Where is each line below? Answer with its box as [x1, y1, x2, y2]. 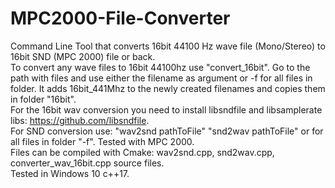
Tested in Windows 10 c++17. [10, 167, 130, 179]
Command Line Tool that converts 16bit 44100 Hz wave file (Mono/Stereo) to [10, 40, 326, 52]
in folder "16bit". [10, 93, 77, 105]
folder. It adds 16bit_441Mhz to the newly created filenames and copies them [10, 82, 326, 94]
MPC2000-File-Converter [10, 7, 231, 30]
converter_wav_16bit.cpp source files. [10, 157, 165, 169]
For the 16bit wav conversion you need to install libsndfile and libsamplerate [10, 103, 323, 116]
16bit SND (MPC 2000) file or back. [10, 50, 156, 62]
